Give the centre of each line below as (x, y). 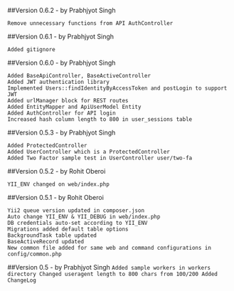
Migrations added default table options (68, 229)
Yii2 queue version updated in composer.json (76, 211)
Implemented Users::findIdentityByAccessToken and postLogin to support (117, 88)
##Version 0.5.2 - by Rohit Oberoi (57, 171)
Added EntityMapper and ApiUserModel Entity (74, 107)
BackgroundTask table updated (52, 236)
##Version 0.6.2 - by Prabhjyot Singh (62, 10)
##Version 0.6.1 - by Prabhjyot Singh (61, 36)
